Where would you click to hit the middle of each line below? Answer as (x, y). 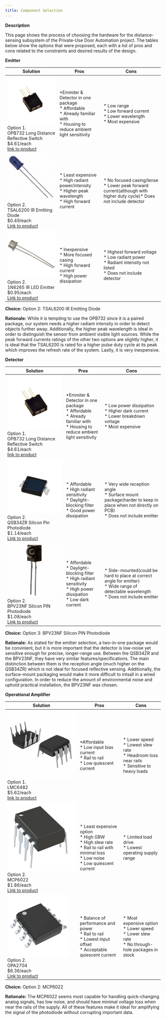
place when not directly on (131, 505)
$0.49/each (19, 220)
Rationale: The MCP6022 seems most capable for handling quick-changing (82, 997)
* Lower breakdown (125, 416)
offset (86, 945)
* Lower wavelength (124, 116)
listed (109, 268)
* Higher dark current (126, 411)
